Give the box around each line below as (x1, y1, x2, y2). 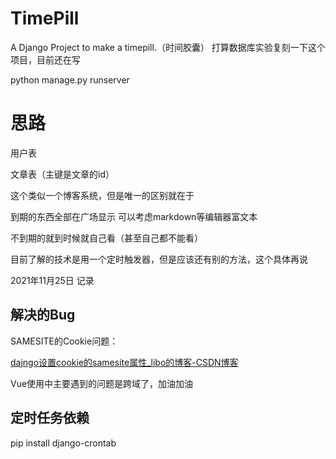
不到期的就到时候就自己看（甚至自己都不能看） (10, 232, 203, 244)
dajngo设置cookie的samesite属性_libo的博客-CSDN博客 (10, 356, 239, 368)
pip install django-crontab (10, 437, 117, 449)
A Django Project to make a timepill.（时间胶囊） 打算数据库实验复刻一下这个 (10, 41, 326, 53)
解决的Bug (10, 307, 76, 324)
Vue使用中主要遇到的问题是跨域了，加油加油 (10, 377, 194, 389)
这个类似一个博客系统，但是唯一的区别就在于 (10, 189, 195, 201)
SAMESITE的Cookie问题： (10, 335, 119, 347)
